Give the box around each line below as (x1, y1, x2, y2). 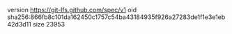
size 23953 (32, 20, 65, 28)
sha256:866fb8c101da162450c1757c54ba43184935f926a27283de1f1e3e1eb (7, 13, 226, 21)
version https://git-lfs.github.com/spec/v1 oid (7, 6, 137, 14)
